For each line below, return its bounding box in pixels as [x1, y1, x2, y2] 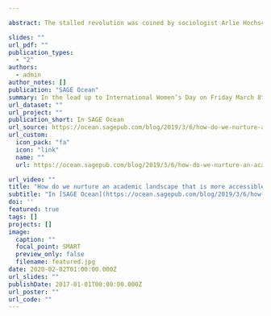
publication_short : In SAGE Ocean [8, 116, 125, 124]
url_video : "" [8, 175, 56, 184]
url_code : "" [8, 295, 52, 303]
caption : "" [15, 235, 56, 243]
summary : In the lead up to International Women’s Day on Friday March [8, 94, 254, 102]
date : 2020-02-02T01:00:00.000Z [8, 265, 117, 273]
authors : [8, 64, 38, 72]
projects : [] [8, 220, 52, 228]
